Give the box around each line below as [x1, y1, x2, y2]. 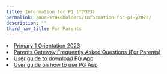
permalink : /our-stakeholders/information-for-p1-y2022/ [6, 14, 152, 20]
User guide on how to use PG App [14, 61, 98, 69]
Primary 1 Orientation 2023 [14, 42, 80, 49]
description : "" [6, 20, 47, 26]
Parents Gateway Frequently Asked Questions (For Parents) [14, 49, 161, 56]
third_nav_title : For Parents [6, 25, 82, 32]
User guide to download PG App [14, 55, 94, 62]
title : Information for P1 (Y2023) [6, 8, 96, 15]
